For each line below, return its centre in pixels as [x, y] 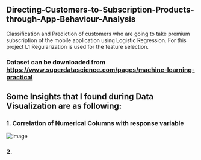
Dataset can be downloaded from [56, 62]
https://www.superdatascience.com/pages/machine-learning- [100, 70]
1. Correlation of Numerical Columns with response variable [95, 123]
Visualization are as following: [64, 106]
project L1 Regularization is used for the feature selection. [78, 46]
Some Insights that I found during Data [80, 97]
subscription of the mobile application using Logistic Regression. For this [96, 40]
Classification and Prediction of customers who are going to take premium [98, 34]
